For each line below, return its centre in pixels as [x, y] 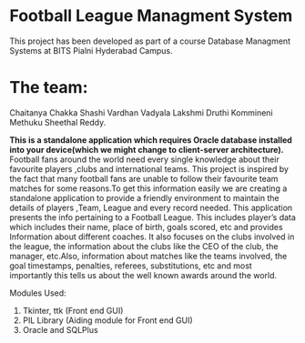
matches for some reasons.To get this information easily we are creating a [148, 188]
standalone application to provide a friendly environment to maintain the [144, 197]
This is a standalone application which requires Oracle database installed [151, 140]
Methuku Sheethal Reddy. [58, 122]
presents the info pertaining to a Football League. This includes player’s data [152, 217]
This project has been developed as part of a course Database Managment [150, 41]
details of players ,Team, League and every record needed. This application [151, 207]
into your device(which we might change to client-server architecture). [147, 149]
